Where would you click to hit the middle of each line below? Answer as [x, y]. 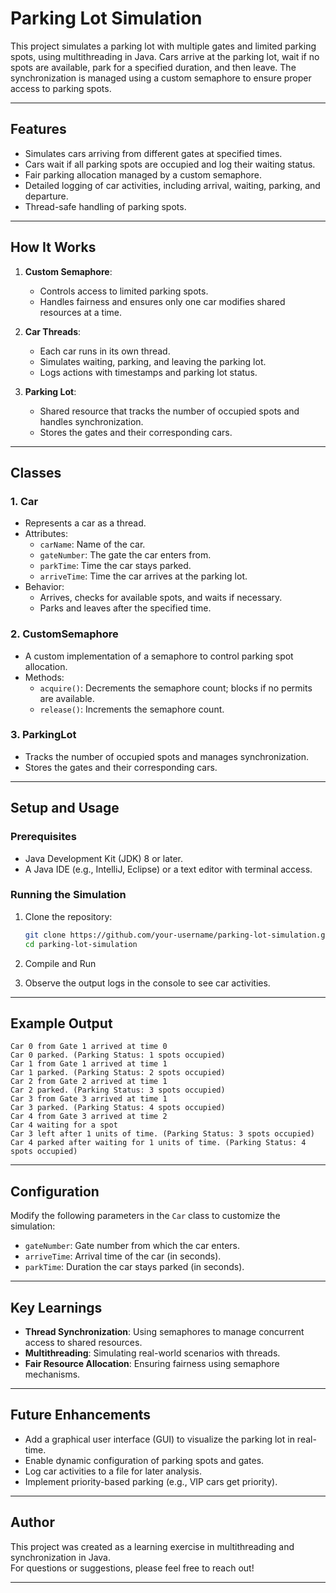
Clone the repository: [68, 916]
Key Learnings [56, 1307]
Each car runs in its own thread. [105, 351]
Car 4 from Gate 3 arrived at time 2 [89, 1117]
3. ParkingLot [43, 735]
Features [38, 129]
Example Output [61, 1023]
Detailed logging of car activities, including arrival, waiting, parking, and [172, 185]
